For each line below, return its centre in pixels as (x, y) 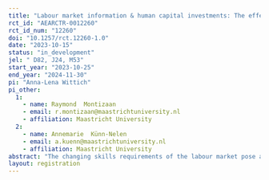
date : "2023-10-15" (41, 45)
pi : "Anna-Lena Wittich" (50, 82)
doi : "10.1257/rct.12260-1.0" (59, 38)
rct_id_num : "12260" (43, 30)
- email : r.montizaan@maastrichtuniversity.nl (102, 112)
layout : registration (44, 164)
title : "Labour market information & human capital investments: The (127, 16)
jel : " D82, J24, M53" (46, 61)
